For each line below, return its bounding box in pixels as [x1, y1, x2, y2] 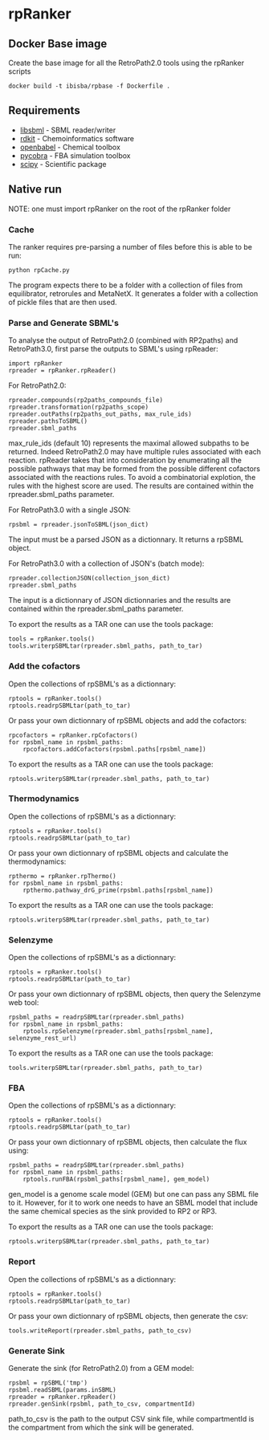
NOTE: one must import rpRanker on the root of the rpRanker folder [8, 204, 231, 214]
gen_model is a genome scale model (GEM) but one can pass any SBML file [8, 1190, 259, 1199]
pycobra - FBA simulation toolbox [19, 150, 131, 161]
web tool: [8, 998, 39, 1007]
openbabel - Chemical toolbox [19, 142, 120, 152]
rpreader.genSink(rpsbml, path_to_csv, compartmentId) [8, 1400, 196, 1408]
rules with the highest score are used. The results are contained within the [8, 481, 255, 490]
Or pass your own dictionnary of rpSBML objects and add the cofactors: [8, 715, 247, 725]
